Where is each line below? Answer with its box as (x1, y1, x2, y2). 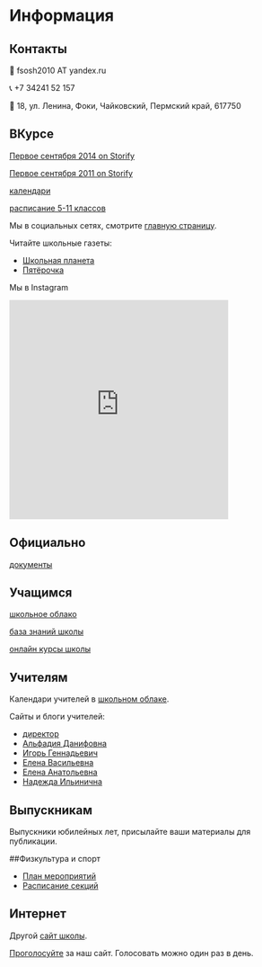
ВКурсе (9, 127, 54, 142)
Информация (9, 5, 115, 26)
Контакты (9, 41, 67, 57)
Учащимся (9, 586, 73, 601)
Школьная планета (22, 255, 95, 265)
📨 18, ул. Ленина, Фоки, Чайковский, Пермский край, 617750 (9, 101, 241, 111)
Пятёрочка (22, 264, 65, 275)
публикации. (9, 836, 57, 846)
